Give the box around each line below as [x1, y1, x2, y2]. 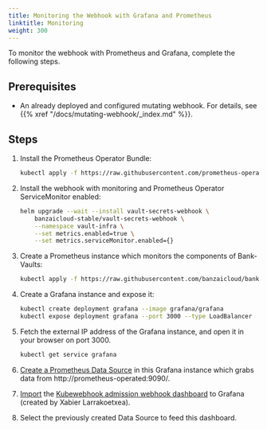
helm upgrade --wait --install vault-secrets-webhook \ [19, 207, 210, 215]
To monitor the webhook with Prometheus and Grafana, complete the [8, 49, 235, 58]
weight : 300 [8, 26, 48, 34]
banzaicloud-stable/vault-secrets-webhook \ [34, 214, 185, 223]
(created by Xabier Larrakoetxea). [19, 397, 131, 407]
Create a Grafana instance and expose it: [19, 290, 155, 299]
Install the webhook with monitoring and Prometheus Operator [19, 183, 225, 193]
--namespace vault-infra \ [34, 222, 124, 230]
